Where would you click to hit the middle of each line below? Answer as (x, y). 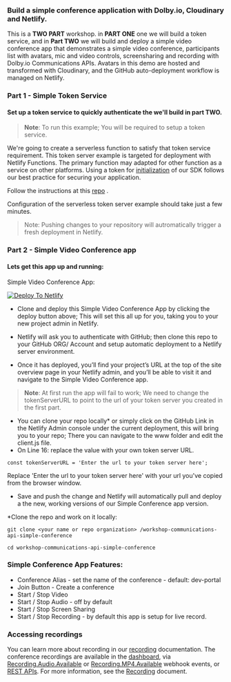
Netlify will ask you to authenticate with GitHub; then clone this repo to (117, 337)
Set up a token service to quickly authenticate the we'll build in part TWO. (115, 112)
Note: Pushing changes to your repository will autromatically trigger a (123, 225)
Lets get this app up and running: (56, 266)
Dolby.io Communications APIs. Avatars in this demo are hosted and (103, 63)
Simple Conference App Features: (65, 565)
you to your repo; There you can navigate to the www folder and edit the (120, 435)
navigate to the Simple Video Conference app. (82, 379)
